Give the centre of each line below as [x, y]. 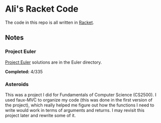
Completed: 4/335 [24, 71]
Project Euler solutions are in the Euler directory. [54, 62]
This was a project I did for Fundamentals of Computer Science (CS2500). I [81, 95]
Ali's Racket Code [42, 9]
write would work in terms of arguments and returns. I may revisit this [75, 110]
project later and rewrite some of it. [40, 115]
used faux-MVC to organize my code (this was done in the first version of [79, 100]
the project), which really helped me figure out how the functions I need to [80, 105]
